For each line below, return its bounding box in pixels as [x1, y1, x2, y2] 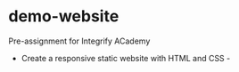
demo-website [8, 6, 119, 27]
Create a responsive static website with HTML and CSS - [21, 52, 231, 63]
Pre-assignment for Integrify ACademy [8, 36, 151, 46]
